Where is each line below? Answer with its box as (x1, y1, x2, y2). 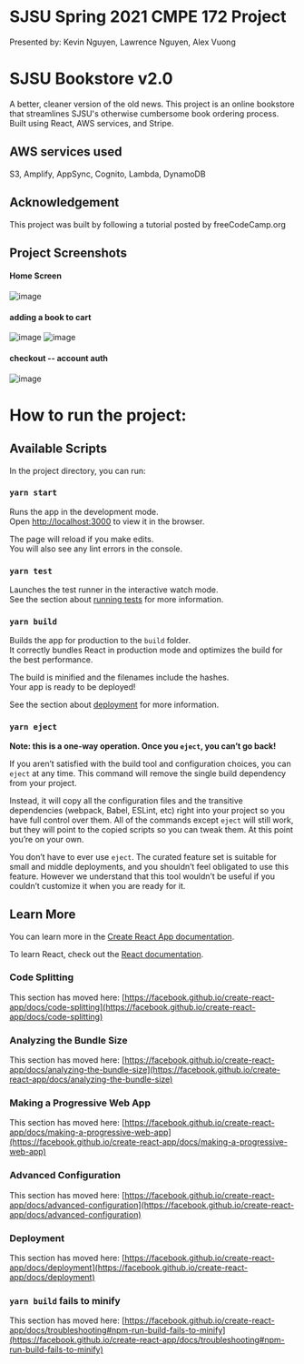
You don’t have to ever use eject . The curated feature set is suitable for (9, 851, 277, 862)
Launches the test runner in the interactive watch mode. (9, 584, 220, 595)
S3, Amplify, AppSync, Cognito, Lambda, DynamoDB (9, 168, 206, 179)
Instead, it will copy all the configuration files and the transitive (9, 794, 243, 806)
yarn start (9, 488, 57, 498)
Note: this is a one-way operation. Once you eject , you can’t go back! (9, 740, 277, 752)
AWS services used (9, 144, 123, 160)
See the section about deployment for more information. (9, 699, 220, 711)
